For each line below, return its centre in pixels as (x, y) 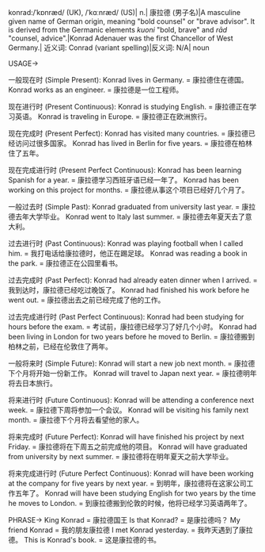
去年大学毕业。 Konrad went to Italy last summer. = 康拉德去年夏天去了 (130, 217)
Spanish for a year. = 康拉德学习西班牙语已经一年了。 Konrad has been (124, 180)
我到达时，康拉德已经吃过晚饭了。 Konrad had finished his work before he (129, 290)
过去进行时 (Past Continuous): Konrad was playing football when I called (126, 243)
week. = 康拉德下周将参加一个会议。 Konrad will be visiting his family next (129, 410)
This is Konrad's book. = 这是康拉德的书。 (92, 540)
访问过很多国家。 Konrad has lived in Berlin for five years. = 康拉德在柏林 (134, 143)
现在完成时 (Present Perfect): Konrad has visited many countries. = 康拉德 (129, 133)
